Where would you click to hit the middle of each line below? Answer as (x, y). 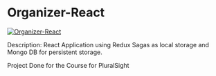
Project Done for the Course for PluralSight (68, 65)
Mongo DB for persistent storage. (55, 52)
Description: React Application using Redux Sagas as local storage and (108, 45)
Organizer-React (56, 13)
